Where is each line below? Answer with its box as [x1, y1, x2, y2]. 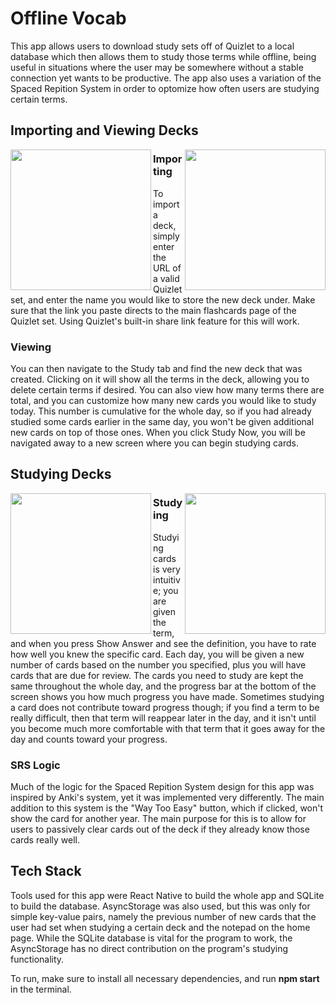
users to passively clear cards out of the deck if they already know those [10, 823, 310, 835]
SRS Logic [10, 758, 61, 772]
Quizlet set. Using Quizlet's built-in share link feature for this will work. [10, 315, 300, 327]
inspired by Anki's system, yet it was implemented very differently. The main [10, 791, 325, 803]
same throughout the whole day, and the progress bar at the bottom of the [10, 680, 317, 692]
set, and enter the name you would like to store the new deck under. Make [10, 293, 316, 306]
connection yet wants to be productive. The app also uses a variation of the [10, 72, 322, 84]
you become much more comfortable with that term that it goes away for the [10, 722, 326, 734]
